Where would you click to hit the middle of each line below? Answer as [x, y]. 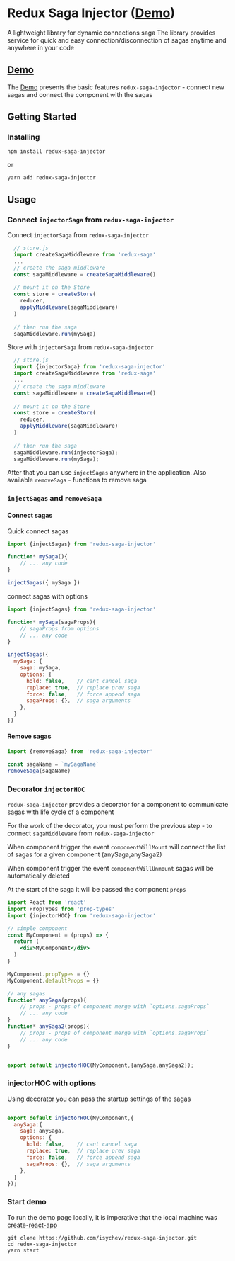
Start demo [27, 1202]
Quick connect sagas [38, 531]
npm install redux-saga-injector [56, 152]
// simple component [38, 928]
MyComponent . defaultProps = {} [53, 980]
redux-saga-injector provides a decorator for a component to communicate [118, 804]
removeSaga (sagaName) [39, 771]
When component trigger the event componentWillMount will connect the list [116, 847]
